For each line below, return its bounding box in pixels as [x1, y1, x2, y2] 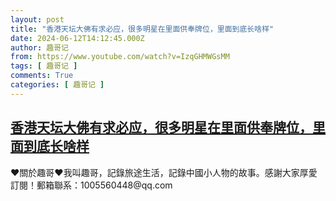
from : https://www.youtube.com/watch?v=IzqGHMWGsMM [10, 52, 230, 62]
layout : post [10, 14, 65, 25]
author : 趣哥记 [10, 42, 69, 53]
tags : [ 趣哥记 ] [10, 61, 78, 71]
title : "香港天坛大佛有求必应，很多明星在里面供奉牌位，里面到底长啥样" [10, 24, 275, 34]
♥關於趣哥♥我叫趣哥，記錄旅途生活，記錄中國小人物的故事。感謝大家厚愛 [10, 166, 318, 178]
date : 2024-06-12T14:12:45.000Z [10, 33, 145, 43]
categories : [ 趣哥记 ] [10, 80, 105, 90]
